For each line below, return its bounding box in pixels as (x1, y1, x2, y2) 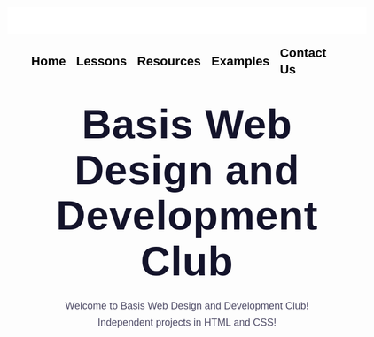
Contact (279, 45, 327, 60)
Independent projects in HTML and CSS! (97, 317, 277, 329)
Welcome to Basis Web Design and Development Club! (65, 300, 309, 312)
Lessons (76, 53, 128, 68)
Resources (136, 53, 202, 68)
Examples (210, 53, 270, 68)
